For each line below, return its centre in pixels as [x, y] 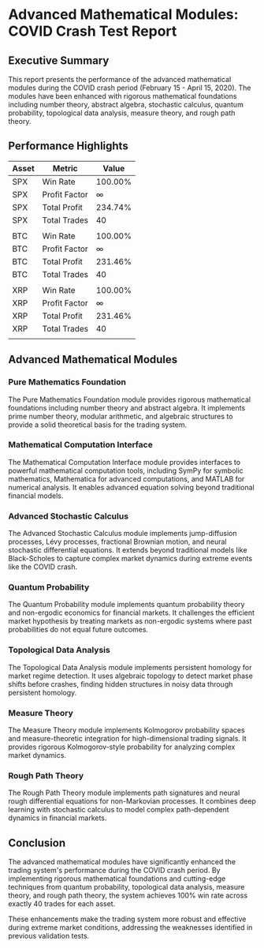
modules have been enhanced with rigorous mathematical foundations [123, 96]
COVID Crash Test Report [93, 31]
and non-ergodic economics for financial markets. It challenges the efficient [131, 613]
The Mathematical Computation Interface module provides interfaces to [125, 462]
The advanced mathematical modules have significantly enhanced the [122, 862]
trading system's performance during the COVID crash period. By [114, 871]
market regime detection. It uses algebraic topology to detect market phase [131, 676]
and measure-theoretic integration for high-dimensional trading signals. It [127, 738]
